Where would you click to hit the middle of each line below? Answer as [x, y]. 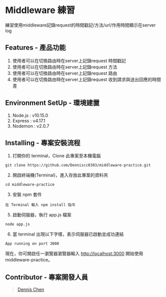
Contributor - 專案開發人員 [47, 277]
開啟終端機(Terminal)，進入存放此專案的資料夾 [60, 175]
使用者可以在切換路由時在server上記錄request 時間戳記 [69, 60]
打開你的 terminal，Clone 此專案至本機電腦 [56, 156]
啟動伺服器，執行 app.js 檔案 [42, 215]
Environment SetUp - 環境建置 [52, 103]
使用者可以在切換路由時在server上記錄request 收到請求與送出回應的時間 [86, 79]
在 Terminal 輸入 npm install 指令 [40, 205]
